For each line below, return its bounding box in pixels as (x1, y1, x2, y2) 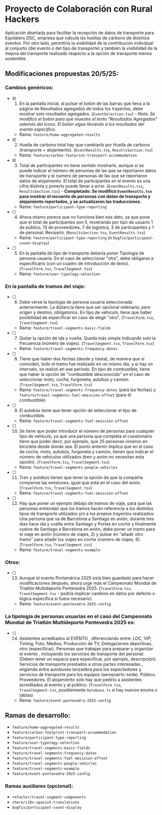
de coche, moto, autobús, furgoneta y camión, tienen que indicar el (19, 448, 154, 455)
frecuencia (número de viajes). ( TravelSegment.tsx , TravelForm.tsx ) (19, 340, 155, 346)
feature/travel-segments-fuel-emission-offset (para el (19, 392, 132, 398)
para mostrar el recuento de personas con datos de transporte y (19, 193, 151, 199)
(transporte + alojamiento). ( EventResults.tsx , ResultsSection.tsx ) (19, 147, 153, 153)
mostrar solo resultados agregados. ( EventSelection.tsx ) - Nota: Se (19, 111, 156, 117)
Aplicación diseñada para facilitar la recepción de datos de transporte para (5, 30, 154, 35)
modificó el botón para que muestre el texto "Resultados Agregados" (19, 116, 158, 122)
